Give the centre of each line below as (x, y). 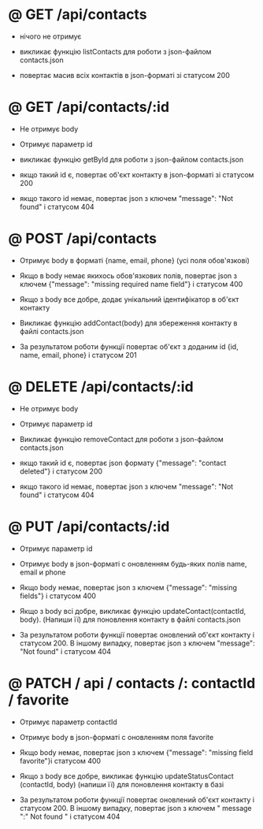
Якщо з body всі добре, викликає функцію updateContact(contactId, (133, 611)
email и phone (43, 572)
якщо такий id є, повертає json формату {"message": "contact (123, 463)
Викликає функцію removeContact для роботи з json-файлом (122, 439)
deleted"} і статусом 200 (61, 471)
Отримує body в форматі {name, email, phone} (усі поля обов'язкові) (135, 260)
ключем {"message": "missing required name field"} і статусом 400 (131, 284)
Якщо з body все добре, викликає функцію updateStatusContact (126, 776)
